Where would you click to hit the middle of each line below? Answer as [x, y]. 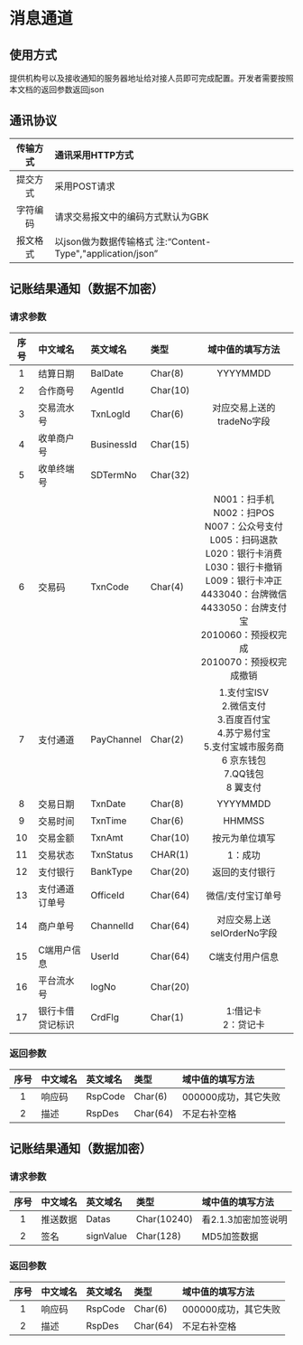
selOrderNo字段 [244, 933]
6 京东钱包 [244, 760]
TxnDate [108, 804]
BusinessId [113, 444]
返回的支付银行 [243, 871]
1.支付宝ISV [243, 692]
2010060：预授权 [239, 635]
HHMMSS [244, 821]
